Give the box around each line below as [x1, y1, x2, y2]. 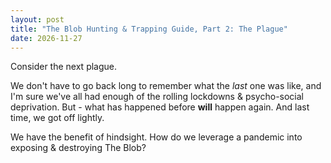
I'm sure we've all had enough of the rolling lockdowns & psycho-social [10, 91, 304, 103]
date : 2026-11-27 [10, 33, 83, 43]
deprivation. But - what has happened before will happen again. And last [10, 101, 310, 113]
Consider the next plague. [10, 61, 118, 73]
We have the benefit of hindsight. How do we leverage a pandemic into [10, 131, 303, 143]
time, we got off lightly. [10, 112, 105, 124]
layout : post [10, 14, 65, 25]
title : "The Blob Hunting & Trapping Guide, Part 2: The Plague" [10, 24, 288, 34]
